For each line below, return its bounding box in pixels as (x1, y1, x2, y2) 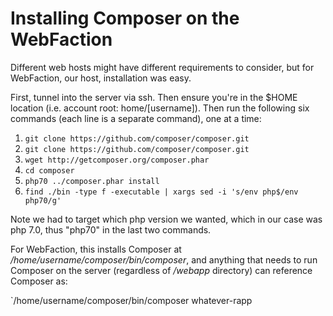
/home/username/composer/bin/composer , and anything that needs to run (10, 253, 318, 266)
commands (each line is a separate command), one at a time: (10, 112, 262, 124)
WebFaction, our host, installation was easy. (10, 72, 192, 84)
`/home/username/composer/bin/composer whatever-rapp (10, 294, 253, 306)
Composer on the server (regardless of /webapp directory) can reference (10, 264, 313, 276)
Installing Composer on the (10, 7, 240, 30)
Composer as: (10, 275, 68, 287)
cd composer (24, 165, 75, 176)
